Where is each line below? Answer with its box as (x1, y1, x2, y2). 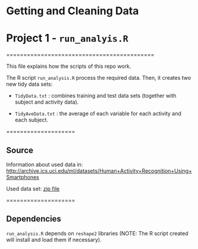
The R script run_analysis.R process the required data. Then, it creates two (6, 74, 191, 82)
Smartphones (6, 173, 40, 180)
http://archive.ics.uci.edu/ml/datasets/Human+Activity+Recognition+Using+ (6, 167, 192, 174)
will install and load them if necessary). (6, 236, 102, 243)
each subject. (14, 116, 49, 123)
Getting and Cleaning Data (6, 4, 139, 18)
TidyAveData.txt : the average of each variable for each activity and (14, 110, 181, 117)
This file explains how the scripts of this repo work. (6, 63, 131, 70)
